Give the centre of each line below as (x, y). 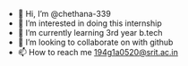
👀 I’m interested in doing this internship (90, 23)
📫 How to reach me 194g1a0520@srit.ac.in (98, 52)
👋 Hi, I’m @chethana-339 (64, 14)
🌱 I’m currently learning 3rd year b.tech (90, 33)
